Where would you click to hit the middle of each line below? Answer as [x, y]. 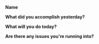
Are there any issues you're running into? [50, 36]
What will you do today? [31, 26]
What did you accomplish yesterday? [45, 17]
